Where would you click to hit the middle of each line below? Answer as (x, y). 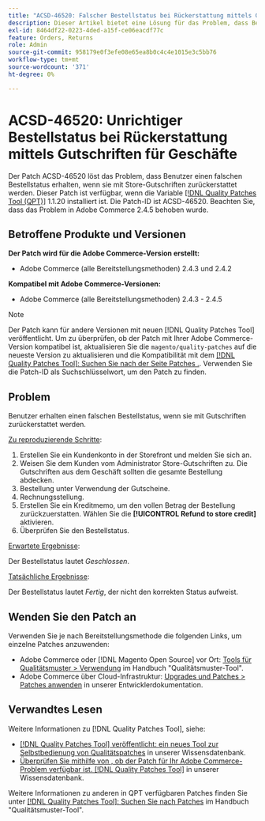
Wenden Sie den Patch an (72, 617)
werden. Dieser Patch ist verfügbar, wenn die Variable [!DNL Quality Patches (132, 193)
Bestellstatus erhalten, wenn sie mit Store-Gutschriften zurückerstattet (123, 184)
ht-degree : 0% (32, 74)
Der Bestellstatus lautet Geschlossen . (69, 562)
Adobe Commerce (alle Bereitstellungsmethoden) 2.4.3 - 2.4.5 (121, 299)
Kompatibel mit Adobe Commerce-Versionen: (85, 284)
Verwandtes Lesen (55, 710)
